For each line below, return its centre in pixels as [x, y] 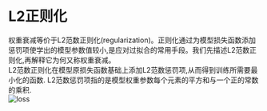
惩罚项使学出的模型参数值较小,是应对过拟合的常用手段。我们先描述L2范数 [129, 50]
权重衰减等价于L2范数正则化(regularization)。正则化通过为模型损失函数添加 [132, 40]
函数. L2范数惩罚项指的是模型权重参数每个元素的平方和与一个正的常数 [144, 80]
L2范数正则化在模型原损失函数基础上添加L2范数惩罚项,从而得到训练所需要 [130, 69]
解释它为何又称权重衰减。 [74, 60]
